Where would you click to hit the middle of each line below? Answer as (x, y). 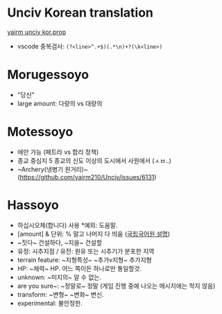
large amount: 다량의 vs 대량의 (60, 103)
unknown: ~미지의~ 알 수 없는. (59, 277)
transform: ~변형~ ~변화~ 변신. (60, 294)
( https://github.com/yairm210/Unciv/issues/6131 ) (87, 177)
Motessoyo (40, 132)
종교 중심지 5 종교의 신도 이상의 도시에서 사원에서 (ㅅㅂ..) (94, 160)
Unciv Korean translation (80, 13)
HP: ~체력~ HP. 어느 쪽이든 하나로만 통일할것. (79, 268)
